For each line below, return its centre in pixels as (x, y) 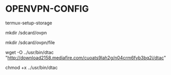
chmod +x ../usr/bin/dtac (31, 67)
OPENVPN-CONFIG (47, 9)
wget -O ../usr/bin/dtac (29, 52)
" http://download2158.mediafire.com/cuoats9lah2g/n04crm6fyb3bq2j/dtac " (86, 58)
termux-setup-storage (29, 23)
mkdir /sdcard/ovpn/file (30, 42)
